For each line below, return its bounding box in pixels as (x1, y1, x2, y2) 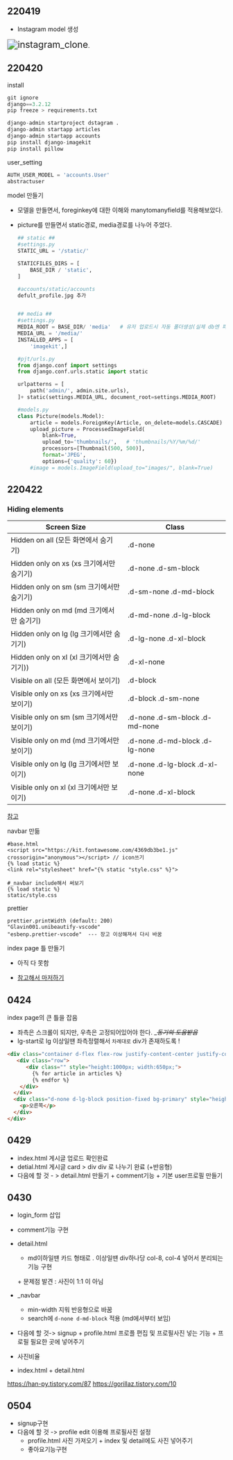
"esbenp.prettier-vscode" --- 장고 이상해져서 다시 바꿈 (7, 931, 162, 938)
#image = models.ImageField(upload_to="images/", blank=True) (30, 464, 214, 471)
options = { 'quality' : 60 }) (42, 458, 117, 464)
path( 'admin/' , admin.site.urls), (30, 387, 130, 394)
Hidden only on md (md (10, 605, 88, 615)
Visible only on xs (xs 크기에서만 (10, 689, 114, 698)
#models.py (17, 406, 49, 413)
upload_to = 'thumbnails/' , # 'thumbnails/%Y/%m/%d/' (42, 439, 201, 446)
